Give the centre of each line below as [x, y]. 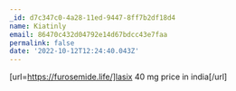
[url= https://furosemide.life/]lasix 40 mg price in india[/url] [118, 77]
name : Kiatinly [38, 26]
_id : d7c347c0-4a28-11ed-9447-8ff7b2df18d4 [93, 18]
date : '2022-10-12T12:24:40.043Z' [75, 51]
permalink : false [42, 43]
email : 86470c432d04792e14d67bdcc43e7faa [89, 34]
